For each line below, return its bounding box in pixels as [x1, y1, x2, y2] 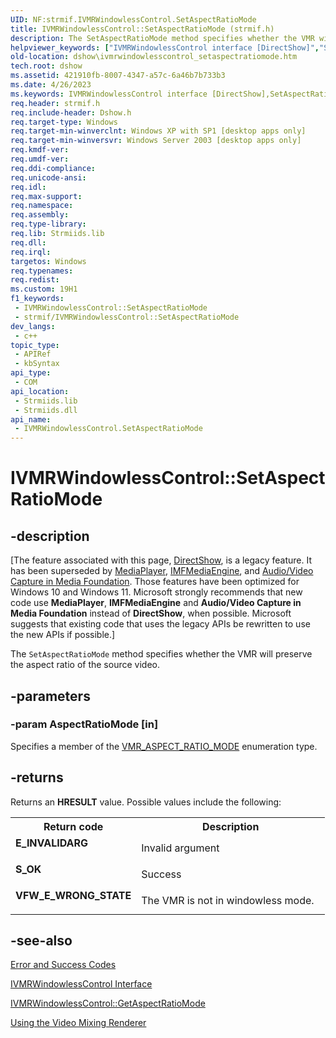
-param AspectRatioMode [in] [10, 717, 159, 731]
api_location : [10, 386, 70, 396]
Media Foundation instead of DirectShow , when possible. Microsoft [10, 607, 292, 620]
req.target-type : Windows [10, 117, 118, 127]
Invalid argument [141, 841, 220, 855]
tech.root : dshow [10, 61, 83, 71]
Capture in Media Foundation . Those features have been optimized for [10, 576, 300, 588]
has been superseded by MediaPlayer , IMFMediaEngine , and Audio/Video [10, 565, 314, 577]
